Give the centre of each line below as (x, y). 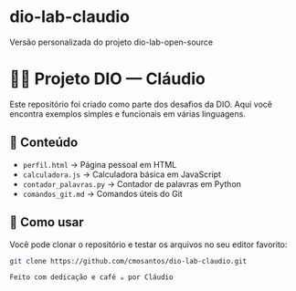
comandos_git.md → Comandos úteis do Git (102, 193)
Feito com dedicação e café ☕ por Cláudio (91, 277)
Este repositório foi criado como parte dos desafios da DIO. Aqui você (141, 104)
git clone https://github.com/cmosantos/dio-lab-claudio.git (128, 261)
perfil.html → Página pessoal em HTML (100, 164)
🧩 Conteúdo (44, 143)
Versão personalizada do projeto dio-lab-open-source (111, 42)
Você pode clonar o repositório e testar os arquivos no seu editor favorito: (148, 244)
